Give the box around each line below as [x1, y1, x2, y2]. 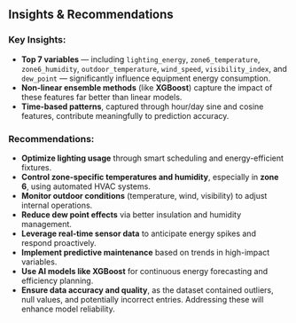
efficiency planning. [20, 275, 94, 286]
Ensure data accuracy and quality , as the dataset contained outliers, [20, 284, 274, 295]
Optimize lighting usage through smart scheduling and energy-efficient [20, 153, 284, 163]
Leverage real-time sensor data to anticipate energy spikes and [20, 228, 256, 239]
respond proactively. [20, 237, 97, 248]
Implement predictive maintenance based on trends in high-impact [20, 247, 270, 257]
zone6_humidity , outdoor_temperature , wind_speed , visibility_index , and [20, 63, 287, 74]
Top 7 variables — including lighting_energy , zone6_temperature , [20, 53, 261, 65]
